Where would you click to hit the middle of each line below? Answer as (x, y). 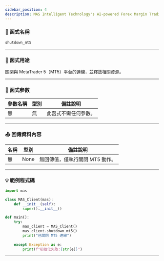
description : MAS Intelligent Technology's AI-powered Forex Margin (76, 14)
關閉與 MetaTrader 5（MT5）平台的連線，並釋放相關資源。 (64, 72)
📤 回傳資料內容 (23, 135)
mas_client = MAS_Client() (50, 227)
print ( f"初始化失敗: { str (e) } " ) (52, 249)
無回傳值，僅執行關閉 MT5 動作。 (78, 159)
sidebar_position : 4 (26, 10)
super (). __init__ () (42, 209)
